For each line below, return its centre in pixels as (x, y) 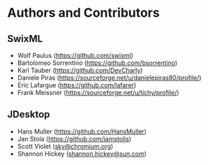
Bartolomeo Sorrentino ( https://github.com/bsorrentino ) (97, 63)
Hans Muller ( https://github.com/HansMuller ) (82, 131)
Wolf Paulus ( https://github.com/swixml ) (75, 55)
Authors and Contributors (83, 13)
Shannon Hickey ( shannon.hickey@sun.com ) (82, 153)
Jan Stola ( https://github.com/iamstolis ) (74, 138)
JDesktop (29, 114)
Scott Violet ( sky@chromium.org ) (65, 146)
